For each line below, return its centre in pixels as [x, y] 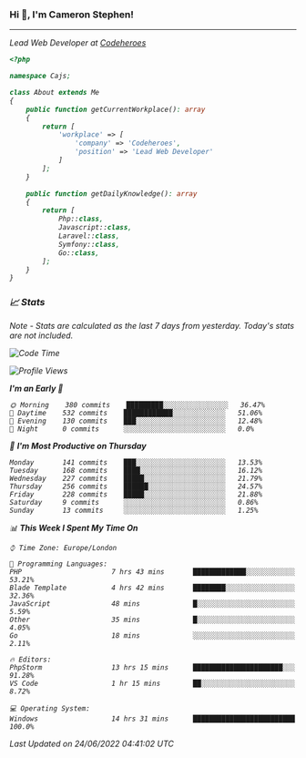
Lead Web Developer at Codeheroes [78, 43]
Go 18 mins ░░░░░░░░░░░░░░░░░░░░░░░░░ [153, 635]
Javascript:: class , [95, 228]
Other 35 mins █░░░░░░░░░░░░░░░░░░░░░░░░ [153, 620]
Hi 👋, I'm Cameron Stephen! [71, 15]
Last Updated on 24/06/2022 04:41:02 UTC [92, 743]
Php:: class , [81, 219]
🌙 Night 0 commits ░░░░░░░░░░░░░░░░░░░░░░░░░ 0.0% [132, 429]
